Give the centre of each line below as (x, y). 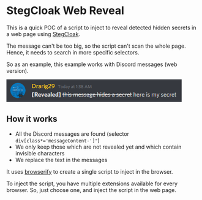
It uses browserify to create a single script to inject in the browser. (90, 171)
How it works (32, 119)
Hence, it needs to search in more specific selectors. (73, 52)
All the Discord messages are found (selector (72, 134)
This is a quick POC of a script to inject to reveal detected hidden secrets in (101, 28)
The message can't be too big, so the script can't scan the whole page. (96, 46)
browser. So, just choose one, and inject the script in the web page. (91, 190)
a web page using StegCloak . (43, 34)
